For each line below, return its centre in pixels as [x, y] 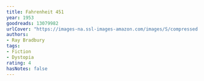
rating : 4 [19, 63]
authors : [17, 35]
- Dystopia [20, 57]
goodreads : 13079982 [33, 23]
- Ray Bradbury [26, 40]
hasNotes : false [27, 69]
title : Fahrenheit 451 [35, 12]
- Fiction [19, 52]
